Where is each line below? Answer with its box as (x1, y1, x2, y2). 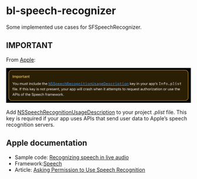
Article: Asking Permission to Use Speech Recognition (14, 166, 145, 173)
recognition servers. (6, 121, 55, 128)
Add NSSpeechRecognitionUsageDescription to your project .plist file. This (6, 109, 187, 116)
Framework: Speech (14, 160, 62, 167)
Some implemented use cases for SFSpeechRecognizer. (6, 23, 142, 31)
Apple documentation (6, 138, 87, 148)
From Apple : (6, 56, 36, 63)
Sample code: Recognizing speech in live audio (14, 154, 129, 161)
